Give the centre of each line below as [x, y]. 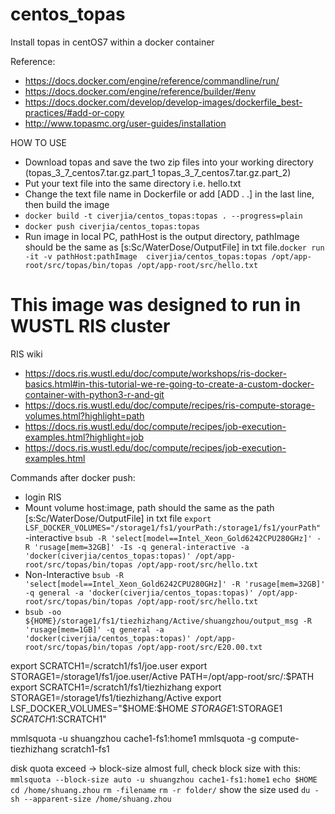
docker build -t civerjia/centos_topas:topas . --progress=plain [163, 216]
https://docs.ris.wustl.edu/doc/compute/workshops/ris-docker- [155, 373]
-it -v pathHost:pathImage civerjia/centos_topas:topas [146, 256]
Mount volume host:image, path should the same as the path [149, 507]
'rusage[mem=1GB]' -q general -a [94, 629]
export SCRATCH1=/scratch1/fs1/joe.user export [109, 665]
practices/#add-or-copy [74, 112]
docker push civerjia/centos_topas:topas [112, 226]
